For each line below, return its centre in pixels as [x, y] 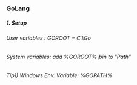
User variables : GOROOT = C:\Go [48, 38]
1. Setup [17, 23]
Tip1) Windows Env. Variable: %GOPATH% [59, 75]
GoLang [18, 8]
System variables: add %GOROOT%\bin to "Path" [69, 57]
